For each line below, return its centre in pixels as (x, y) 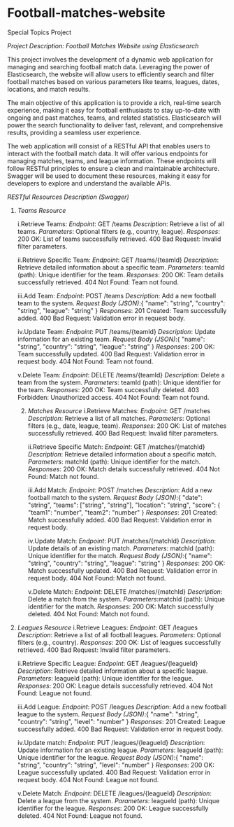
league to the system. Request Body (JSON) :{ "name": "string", (108, 714)
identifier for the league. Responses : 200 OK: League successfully (113, 808)
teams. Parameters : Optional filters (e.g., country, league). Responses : (118, 231)
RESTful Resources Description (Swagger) (68, 197)
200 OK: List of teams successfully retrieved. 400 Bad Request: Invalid (119, 239)
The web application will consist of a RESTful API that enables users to (109, 146)
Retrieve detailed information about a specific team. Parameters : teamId (121, 267)
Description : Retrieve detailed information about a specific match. (122, 454)
